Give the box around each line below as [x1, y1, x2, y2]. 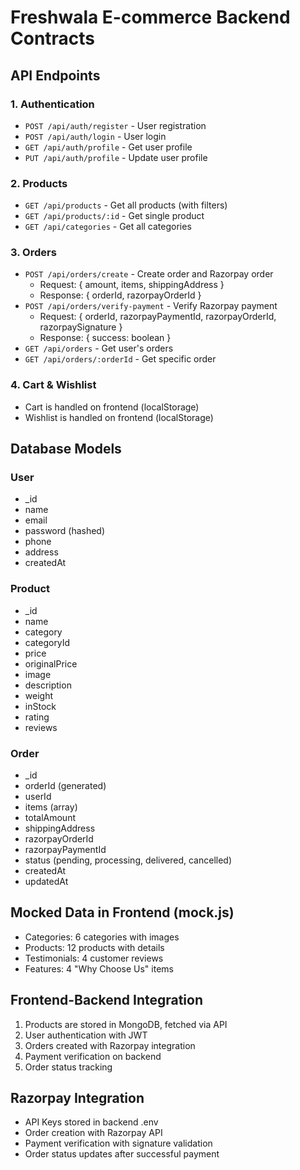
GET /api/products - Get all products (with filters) [24, 199, 228, 211]
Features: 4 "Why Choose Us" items [24, 962, 174, 975]
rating [24, 711, 50, 723]
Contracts [10, 27, 96, 50]
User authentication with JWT [24, 1029, 148, 1041]
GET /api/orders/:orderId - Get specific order [24, 353, 217, 365]
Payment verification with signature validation [24, 1137, 213, 1150]
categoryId [24, 636, 71, 648]
